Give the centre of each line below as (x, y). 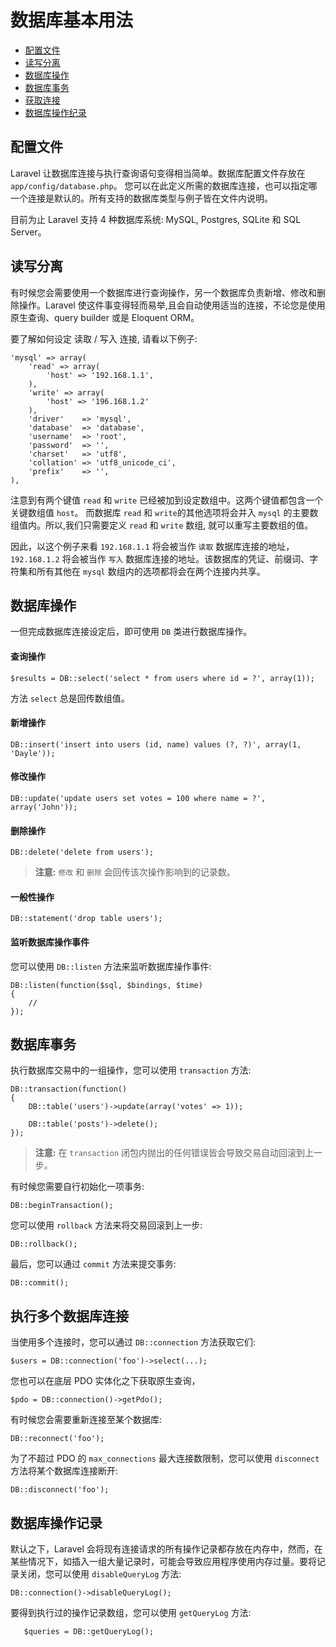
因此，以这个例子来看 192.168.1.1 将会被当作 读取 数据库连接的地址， (152, 546)
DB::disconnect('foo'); (60, 1490)
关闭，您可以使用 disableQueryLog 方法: (100, 1574)
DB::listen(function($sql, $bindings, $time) (106, 985)
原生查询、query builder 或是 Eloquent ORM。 (105, 317)
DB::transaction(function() (69, 1089)
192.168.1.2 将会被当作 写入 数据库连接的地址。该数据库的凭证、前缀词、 (160, 558)
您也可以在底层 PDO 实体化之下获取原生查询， (105, 1381)
